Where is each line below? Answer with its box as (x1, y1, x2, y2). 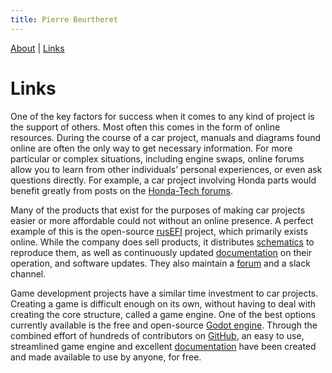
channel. (10, 267, 47, 280)
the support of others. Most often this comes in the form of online (10, 121, 281, 133)
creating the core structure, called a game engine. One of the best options (10, 308, 317, 320)
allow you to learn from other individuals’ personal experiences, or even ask (10, 163, 323, 175)
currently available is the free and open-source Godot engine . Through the (10, 319, 318, 331)
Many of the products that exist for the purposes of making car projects (10, 204, 306, 216)
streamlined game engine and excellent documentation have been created (10, 340, 317, 352)
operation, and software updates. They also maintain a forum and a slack (10, 257, 311, 269)
